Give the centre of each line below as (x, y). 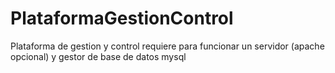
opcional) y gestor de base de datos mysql (98, 56)
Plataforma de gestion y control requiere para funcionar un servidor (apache (167, 46)
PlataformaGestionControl (122, 18)
